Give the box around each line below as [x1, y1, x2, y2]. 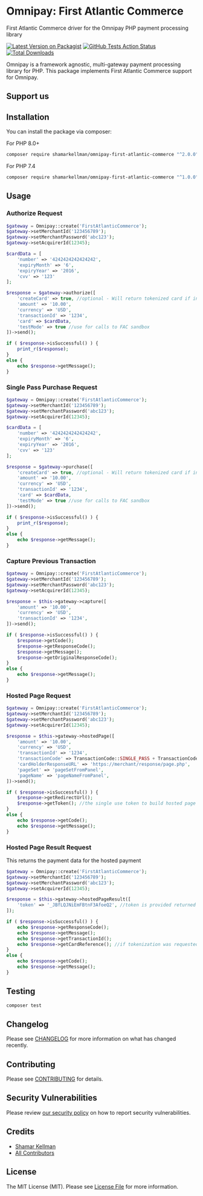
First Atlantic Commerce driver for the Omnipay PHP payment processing [6, 24, 189, 32]
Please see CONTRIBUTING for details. [6, 1075, 104, 1083]
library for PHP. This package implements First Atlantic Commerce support [6, 67, 192, 74]
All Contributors [14, 1149, 54, 1157]
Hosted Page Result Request [6, 843, 92, 851]
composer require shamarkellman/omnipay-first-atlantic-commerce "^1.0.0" [6, 174, 199, 180]
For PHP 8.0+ [6, 140, 40, 147]
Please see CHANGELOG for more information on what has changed [6, 1035, 176, 1042]
